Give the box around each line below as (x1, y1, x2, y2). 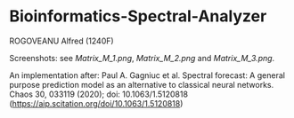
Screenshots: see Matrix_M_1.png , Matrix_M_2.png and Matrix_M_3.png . (9, 52, 275, 63)
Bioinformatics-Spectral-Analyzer (9, 6, 267, 27)
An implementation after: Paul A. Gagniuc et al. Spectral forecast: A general (9, 69, 285, 81)
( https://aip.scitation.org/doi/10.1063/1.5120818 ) (9, 98, 184, 108)
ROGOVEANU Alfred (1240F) (9, 35, 114, 46)
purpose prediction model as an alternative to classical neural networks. (9, 79, 274, 90)
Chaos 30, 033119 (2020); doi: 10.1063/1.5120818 (9, 89, 189, 99)
